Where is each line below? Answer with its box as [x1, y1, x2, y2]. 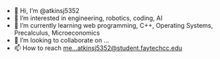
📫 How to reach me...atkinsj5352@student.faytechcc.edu [13, 44, 183, 52]
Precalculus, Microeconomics [13, 28, 101, 37]
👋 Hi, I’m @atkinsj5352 [13, 7, 79, 15]
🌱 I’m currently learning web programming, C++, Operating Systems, [13, 22, 213, 29]
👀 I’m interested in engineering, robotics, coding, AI [13, 14, 163, 22]
